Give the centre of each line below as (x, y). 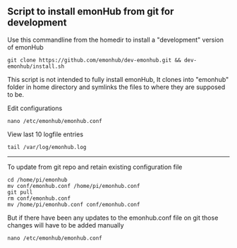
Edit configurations (35, 108)
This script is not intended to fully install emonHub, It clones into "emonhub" (118, 79)
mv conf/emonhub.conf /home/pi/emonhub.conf (74, 186)
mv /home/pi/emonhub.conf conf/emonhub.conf (74, 204)
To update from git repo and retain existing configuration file (95, 167)
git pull (20, 192)
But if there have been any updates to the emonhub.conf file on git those (113, 218)
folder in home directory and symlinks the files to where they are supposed (116, 87)
